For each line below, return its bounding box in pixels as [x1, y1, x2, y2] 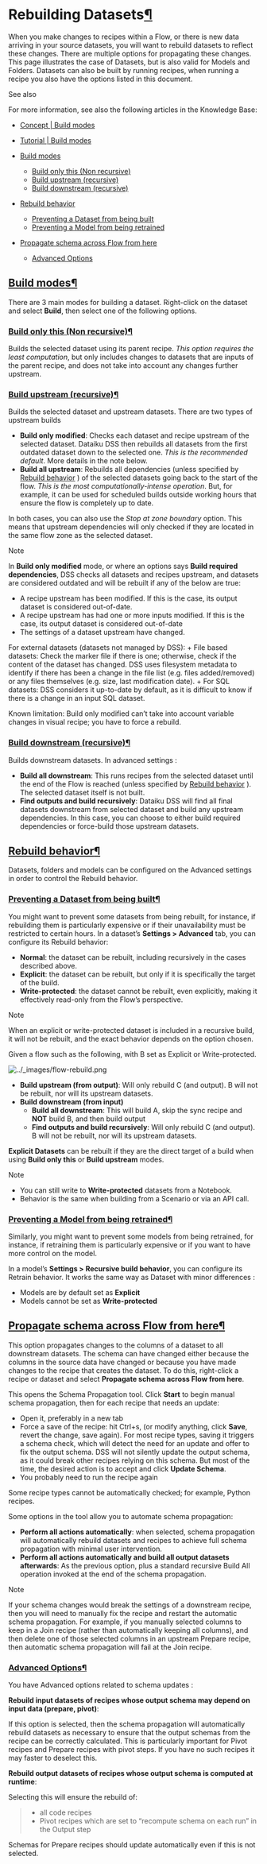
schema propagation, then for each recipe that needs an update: [8, 1398, 220, 1407]
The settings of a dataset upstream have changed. [19, 628, 185, 637]
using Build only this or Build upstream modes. [8, 1154, 164, 1164]
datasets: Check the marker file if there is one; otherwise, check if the [8, 652, 237, 661]
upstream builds [8, 416, 61, 425]
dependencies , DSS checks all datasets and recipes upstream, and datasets [8, 570, 259, 579]
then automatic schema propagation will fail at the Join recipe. [8, 1642, 212, 1652]
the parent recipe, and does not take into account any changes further [8, 361, 238, 370]
